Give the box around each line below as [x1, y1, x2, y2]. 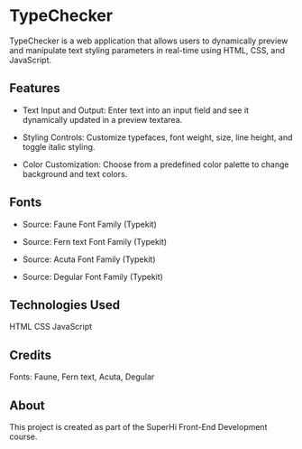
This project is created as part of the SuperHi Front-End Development [9, 422, 268, 432]
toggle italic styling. [22, 141, 96, 152]
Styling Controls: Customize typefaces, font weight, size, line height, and [22, 132, 293, 143]
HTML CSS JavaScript [9, 322, 93, 332]
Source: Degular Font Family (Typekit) [22, 271, 164, 282]
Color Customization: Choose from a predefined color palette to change [22, 159, 289, 170]
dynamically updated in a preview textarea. [22, 114, 183, 125]
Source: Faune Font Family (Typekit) [22, 219, 158, 229]
